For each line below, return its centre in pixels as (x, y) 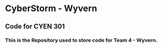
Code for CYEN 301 (35, 26)
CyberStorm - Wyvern (51, 8)
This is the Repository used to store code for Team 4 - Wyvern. (81, 40)
